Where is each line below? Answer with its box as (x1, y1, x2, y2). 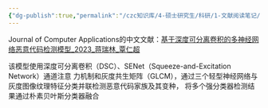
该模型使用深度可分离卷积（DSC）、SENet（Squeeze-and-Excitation (8, 61, 231, 71)
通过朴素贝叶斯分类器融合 (14, 91, 100, 100)
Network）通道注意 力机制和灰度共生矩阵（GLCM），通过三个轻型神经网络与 (8, 71, 258, 80)
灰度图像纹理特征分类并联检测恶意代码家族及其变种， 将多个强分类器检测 (8, 81, 248, 91)
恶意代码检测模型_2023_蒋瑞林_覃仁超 (14, 44, 140, 54)
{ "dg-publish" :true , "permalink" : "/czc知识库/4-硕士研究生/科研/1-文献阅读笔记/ (8, 11, 261, 20)
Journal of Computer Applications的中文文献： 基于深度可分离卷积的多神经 (8, 34, 253, 44)
